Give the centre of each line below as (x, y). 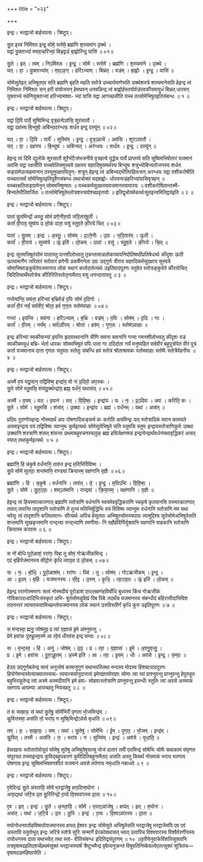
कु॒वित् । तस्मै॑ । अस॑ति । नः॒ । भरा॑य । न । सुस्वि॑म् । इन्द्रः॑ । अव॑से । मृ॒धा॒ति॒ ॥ (83, 738)
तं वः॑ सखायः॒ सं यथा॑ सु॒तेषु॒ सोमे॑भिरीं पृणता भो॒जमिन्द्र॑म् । (57, 712)
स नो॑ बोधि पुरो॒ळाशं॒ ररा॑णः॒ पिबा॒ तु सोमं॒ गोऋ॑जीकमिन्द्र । (57, 553)
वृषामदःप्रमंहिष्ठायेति (24, 853)
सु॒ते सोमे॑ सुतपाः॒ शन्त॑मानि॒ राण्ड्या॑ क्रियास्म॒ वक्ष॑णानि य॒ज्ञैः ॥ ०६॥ (66, 471)
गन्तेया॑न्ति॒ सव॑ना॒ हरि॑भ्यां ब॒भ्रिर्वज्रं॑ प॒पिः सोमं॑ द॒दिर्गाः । (53, 299)
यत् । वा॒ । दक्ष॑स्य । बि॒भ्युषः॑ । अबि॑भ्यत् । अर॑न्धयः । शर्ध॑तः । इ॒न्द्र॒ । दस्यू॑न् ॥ (82, 146)
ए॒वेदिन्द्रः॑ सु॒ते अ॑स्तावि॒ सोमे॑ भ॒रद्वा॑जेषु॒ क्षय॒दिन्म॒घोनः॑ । (53, 787)
